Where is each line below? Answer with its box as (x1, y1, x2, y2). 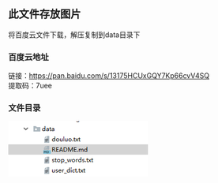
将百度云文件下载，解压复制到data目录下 (8, 30, 141, 39)
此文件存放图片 (8, 7, 81, 21)
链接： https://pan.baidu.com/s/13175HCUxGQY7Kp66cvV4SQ (8, 71, 210, 80)
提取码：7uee (8, 81, 53, 91)
